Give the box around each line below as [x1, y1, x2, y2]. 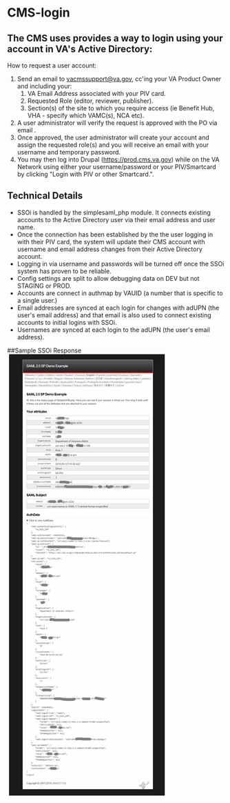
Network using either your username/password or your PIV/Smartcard [17, 163, 216, 170]
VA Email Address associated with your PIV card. [27, 90, 167, 97]
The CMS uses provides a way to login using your [7, 32, 223, 44]
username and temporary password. [17, 148, 121, 156]
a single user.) [17, 296, 58, 304]
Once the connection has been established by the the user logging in [17, 230, 213, 239]
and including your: [17, 82, 72, 90]
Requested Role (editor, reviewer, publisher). [27, 97, 154, 105]
